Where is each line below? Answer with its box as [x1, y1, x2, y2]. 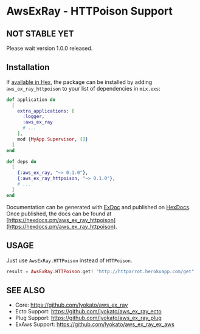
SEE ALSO [6, 285, 46, 296]
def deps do [6, 158, 36, 165]
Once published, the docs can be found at [6, 210, 112, 217]
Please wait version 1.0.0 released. [6, 44, 93, 52]
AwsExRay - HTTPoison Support [6, 4, 173, 18]
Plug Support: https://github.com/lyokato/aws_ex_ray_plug [15, 315, 162, 322]
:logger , [22, 114, 45, 120]
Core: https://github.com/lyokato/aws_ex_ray [15, 301, 128, 308]
